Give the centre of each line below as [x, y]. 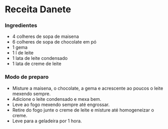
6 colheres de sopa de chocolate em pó [54, 42]
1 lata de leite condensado [40, 58]
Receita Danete [38, 9]
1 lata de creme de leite [37, 64]
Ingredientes [21, 26]
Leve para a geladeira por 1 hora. [47, 121]
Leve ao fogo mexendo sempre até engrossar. [61, 104]
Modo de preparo [27, 77]
